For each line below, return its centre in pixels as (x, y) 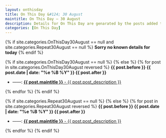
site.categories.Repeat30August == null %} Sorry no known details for (78, 47)
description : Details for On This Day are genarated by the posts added (82, 23)
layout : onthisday (24, 10)
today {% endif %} (24, 53)
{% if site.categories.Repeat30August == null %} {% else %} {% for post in (82, 101)
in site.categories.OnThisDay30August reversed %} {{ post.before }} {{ (78, 68)
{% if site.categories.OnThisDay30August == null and (60, 42)
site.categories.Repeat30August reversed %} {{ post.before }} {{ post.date (82, 106)
